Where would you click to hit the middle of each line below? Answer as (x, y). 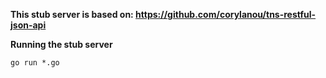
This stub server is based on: (72, 14)
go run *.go (35, 63)
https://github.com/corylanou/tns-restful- (226, 14)
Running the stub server (61, 44)
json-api (28, 25)
